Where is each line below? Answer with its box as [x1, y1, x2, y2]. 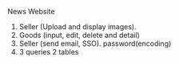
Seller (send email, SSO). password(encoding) [18, 39, 172, 48]
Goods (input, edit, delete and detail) [18, 31, 141, 40]
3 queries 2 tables [18, 47, 79, 56]
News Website [7, 7, 55, 16]
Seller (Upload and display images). [18, 22, 137, 31]
